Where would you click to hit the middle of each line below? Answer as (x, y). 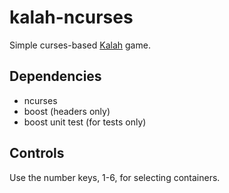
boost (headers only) (67, 111)
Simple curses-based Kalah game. (80, 45)
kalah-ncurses (71, 17)
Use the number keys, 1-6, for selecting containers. (115, 177)
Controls (37, 153)
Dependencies (55, 76)
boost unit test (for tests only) (85, 122)
